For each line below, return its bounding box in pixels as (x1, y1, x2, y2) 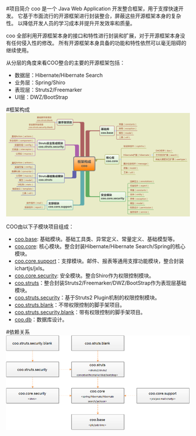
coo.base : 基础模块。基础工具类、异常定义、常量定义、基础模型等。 (14, 236, 178, 242)
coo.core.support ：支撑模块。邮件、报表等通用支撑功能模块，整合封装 (14, 258, 184, 265)
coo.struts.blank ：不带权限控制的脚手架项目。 (14, 301, 125, 308)
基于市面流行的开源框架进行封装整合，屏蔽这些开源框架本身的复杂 (22, 12, 181, 19)
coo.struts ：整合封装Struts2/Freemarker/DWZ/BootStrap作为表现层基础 (14, 280, 187, 286)
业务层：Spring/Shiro (14, 79, 66, 86)
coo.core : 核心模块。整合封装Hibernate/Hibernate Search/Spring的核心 (14, 243, 185, 250)
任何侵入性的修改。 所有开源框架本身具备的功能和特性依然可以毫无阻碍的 (10, 40, 187, 46)
